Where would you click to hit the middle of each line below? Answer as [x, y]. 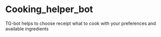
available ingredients [27, 28]
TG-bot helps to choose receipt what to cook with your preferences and [81, 23]
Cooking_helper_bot [49, 9]
